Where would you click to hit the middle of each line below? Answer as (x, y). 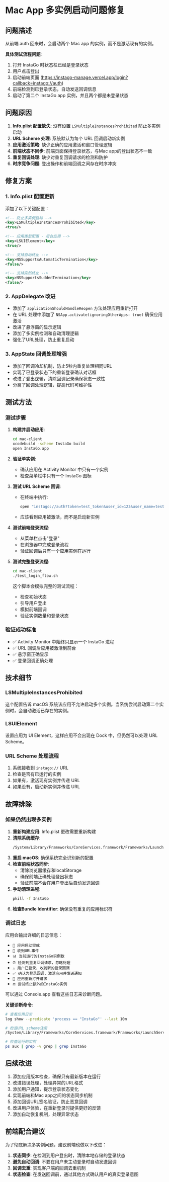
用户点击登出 (26, 71)
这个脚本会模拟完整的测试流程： (46, 586)
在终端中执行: (34, 497)
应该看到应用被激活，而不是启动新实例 (60, 517)
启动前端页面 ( (27, 77)
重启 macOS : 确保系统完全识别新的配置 (53, 858)
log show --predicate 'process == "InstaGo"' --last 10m (66, 1019)
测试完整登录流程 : (31, 561)
